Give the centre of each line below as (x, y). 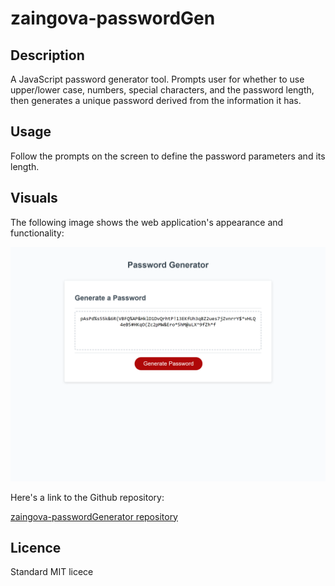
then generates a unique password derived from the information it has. (156, 100)
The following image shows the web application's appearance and (147, 222)
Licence (36, 548)
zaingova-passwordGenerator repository (94, 516)
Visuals (34, 198)
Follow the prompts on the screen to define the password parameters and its (168, 156)
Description (47, 55)
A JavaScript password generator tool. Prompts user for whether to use (157, 79)
